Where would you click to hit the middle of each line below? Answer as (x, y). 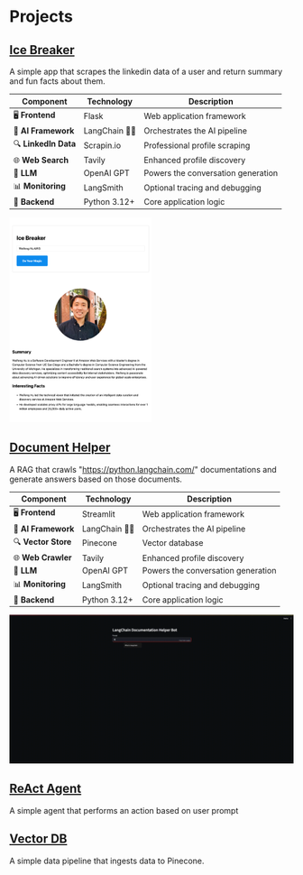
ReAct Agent (46, 789)
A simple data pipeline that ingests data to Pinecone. (107, 861)
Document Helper (60, 448)
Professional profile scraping (197, 145)
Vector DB (38, 839)
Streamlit (98, 514)
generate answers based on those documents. (96, 479)
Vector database (173, 543)
